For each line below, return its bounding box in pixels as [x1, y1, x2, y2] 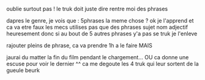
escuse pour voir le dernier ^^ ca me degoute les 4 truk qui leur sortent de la [6, 60, 199, 67]
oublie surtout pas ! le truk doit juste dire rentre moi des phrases [6, 5, 168, 12]
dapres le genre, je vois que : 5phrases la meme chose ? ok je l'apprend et [6, 17, 194, 24]
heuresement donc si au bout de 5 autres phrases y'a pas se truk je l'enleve [6, 30, 198, 37]
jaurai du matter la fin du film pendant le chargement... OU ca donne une [6, 54, 189, 60]
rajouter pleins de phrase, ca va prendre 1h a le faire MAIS [6, 42, 153, 49]
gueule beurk [6, 67, 40, 74]
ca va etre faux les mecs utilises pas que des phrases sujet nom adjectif [6, 24, 188, 31]
